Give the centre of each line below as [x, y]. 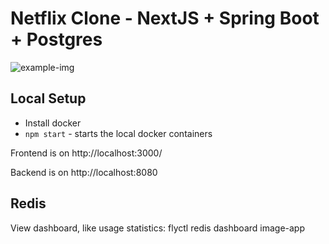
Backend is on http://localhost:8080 [84, 172]
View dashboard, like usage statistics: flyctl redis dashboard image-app [158, 228]
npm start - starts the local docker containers [118, 133]
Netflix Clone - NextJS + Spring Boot [165, 18]
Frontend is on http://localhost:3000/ [86, 153]
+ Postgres [56, 39]
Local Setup [48, 98]
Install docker [53, 123]
